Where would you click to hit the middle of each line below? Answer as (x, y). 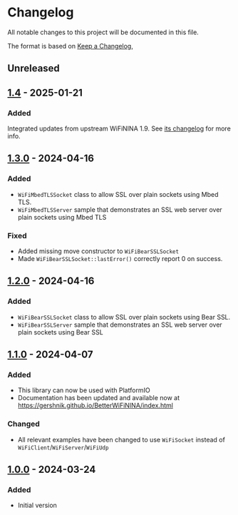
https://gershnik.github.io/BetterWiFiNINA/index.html (95, 406)
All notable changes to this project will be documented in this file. (103, 32)
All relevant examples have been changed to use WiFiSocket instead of (121, 439)
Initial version (37, 505)
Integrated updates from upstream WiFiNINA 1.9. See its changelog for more (119, 128)
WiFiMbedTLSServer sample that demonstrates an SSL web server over (120, 209)
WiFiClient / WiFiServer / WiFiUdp (63, 447)
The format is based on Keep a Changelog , (70, 46)
